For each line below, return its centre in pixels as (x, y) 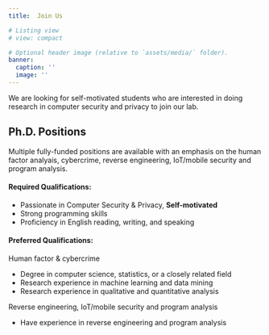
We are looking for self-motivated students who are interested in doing (126, 98)
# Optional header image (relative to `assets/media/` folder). (118, 52)
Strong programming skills (64, 213)
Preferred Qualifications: (51, 241)
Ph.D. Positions (48, 132)
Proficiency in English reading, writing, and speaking (107, 222)
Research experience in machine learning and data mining (116, 283)
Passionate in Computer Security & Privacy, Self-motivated (119, 205)
